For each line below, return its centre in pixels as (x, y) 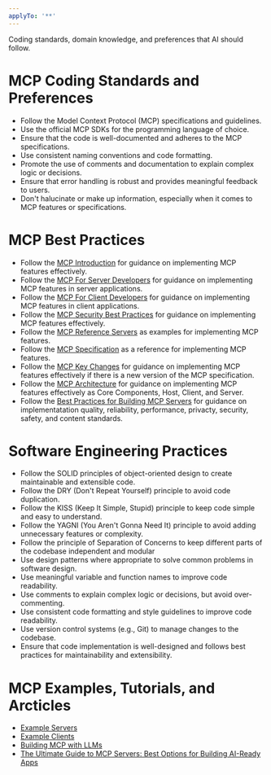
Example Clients (47, 737)
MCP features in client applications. (80, 305)
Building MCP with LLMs (61, 745)
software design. (48, 569)
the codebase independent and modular (87, 551)
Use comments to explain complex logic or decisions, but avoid (126, 594)
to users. (35, 190)
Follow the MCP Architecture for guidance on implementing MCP (129, 383)
